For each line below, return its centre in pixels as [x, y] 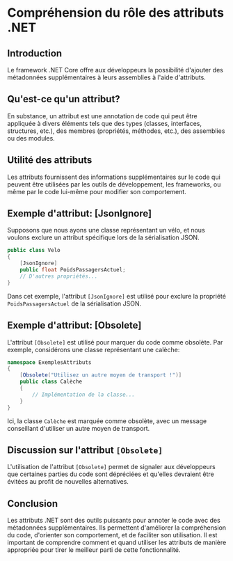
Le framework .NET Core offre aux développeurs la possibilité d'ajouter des [115, 70]
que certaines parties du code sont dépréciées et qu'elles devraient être [111, 474]
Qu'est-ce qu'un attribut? [64, 99]
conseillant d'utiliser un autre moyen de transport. [79, 428]
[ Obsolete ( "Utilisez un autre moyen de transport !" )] [101, 375]
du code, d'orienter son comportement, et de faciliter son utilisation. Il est [112, 535]
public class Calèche [51, 382]
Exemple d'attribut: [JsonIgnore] [79, 214]
